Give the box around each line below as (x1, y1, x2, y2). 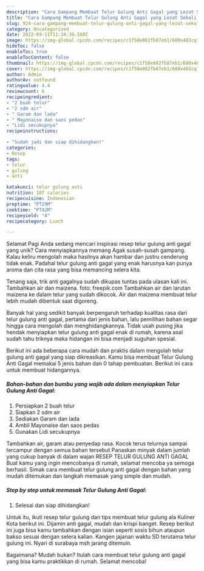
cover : (6, 65, 23, 72)
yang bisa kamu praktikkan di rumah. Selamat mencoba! (6, 558, 147, 565)
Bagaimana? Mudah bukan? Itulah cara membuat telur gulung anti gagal (6, 551, 186, 559)
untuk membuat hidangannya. (6, 367, 81, 374)
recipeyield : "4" (6, 212, 50, 218)
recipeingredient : (6, 94, 53, 100)
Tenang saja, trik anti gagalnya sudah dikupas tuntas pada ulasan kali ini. (6, 278, 188, 285)
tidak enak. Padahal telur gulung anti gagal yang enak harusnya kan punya (6, 260, 192, 267)
